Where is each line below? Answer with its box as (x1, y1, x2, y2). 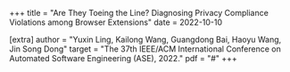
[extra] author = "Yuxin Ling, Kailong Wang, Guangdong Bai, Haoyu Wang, (9, 35, 282, 44)
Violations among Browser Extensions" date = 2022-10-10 (9, 17, 223, 28)
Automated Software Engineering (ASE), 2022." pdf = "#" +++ (9, 53, 238, 63)
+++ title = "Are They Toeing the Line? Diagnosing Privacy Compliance (9, 8, 269, 18)
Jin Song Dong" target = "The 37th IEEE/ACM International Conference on (9, 44, 281, 54)
